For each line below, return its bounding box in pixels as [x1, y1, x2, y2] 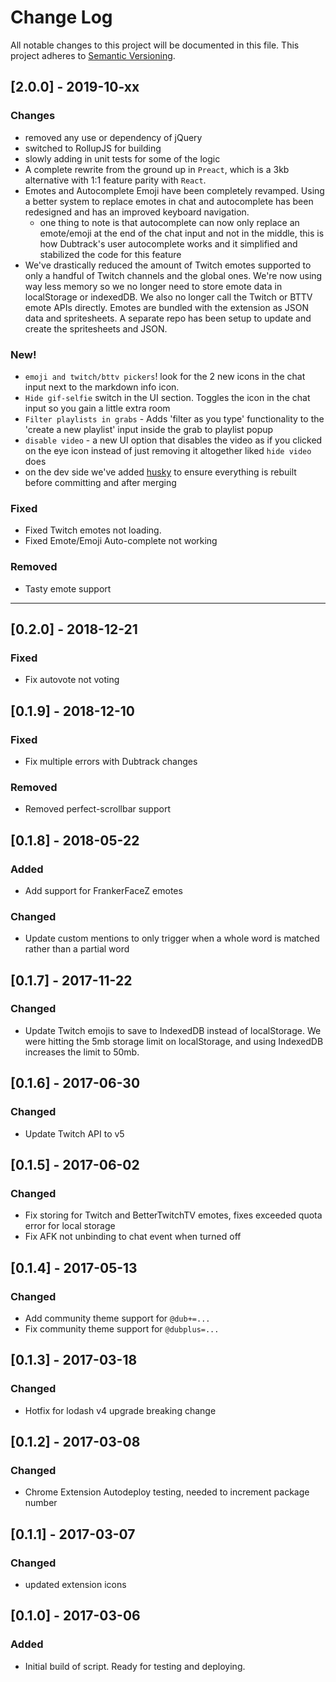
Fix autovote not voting [24, 674, 120, 686]
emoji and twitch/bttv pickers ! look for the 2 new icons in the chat [24, 370, 306, 382]
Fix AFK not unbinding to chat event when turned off [24, 1231, 242, 1243]
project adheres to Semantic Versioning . [10, 49, 176, 61]
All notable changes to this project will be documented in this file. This [10, 39, 300, 51]
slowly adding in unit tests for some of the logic [24, 152, 221, 165]
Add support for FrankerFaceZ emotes [24, 884, 183, 896]
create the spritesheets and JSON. [24, 322, 168, 335]
